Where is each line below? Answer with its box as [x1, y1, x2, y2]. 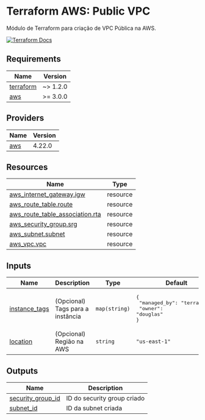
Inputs [6, 260, 32, 271]
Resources [6, 162, 48, 172]
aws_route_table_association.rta [9, 210, 101, 219]
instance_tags [9, 304, 49, 313]
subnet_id [9, 404, 38, 412]
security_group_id [9, 394, 60, 402]
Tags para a [54, 304, 89, 313]
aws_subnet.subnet [9, 230, 65, 238]
